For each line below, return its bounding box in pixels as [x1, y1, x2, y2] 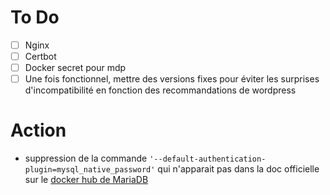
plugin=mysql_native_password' [24, 165, 156, 175]
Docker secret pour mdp [24, 62, 127, 74]
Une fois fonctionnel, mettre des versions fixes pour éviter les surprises [24, 73, 320, 85]
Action [10, 119, 67, 142]
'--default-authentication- [149, 154, 267, 165]
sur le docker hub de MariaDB [24, 174, 149, 186]
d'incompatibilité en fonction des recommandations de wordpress [24, 84, 297, 96]
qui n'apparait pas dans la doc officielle [157, 163, 320, 175]
